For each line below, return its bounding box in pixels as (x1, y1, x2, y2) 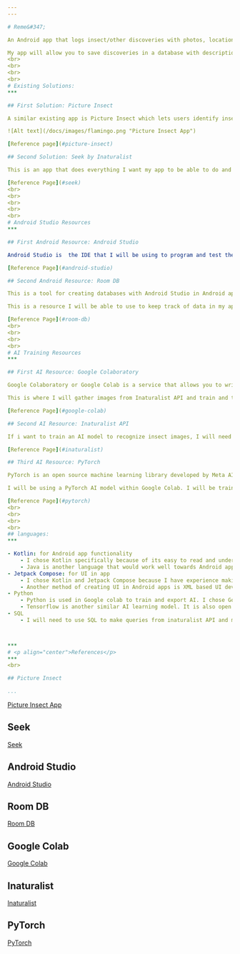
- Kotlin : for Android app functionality (7, 551, 133, 558)
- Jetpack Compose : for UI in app (7, 570, 111, 577)
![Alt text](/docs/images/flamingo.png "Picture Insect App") (7, 128, 196, 135)
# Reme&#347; (7, 23, 46, 31)
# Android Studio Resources (7, 219, 91, 226)
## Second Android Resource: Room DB (7, 277, 120, 284)
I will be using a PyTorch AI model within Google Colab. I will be (7, 485, 216, 492)
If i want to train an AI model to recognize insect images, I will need (7, 433, 232, 440)
